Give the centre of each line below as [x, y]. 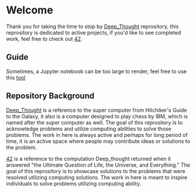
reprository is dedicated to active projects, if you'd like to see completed [94, 32]
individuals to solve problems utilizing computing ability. [74, 183]
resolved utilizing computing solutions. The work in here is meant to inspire [97, 177]
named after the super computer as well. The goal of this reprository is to [94, 122]
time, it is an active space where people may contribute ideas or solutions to [98, 141]
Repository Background [50, 96]
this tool [16, 77]
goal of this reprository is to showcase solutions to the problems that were [96, 171]
